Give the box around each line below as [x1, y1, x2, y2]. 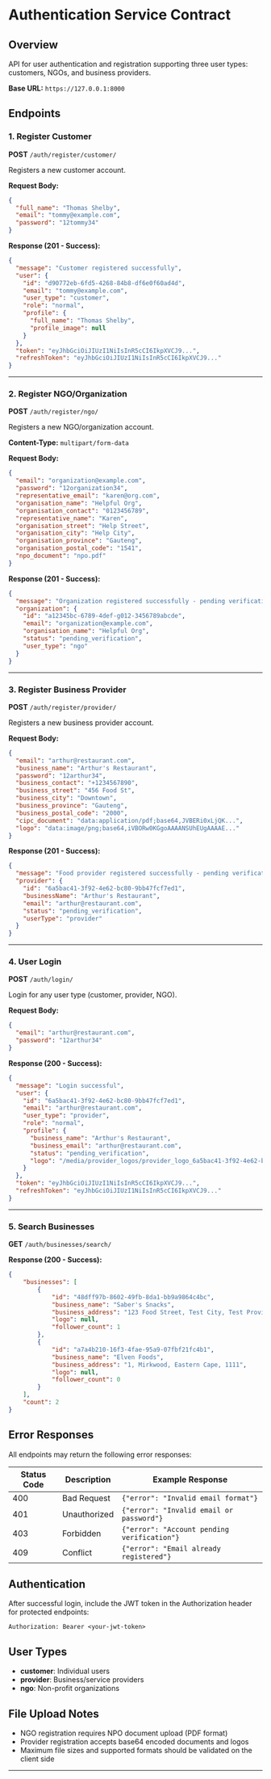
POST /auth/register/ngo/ [8, 406, 99, 417]
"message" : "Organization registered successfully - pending [15, 597, 226, 605]
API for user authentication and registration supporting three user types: [8, 59, 248, 69]
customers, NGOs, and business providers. [8, 68, 152, 78]
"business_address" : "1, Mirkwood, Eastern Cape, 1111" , [51, 1361, 248, 1369]
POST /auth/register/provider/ [8, 702, 117, 711]
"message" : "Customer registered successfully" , [15, 264, 182, 272]
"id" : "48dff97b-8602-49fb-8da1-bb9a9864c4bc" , [51, 1293, 215, 1301]
